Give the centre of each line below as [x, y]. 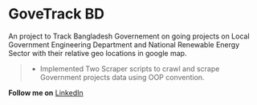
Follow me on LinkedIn [46, 92]
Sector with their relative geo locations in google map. [98, 53]
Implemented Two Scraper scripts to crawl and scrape [130, 68]
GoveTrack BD [56, 14]
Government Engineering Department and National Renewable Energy [124, 44]
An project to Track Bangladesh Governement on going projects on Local [129, 36]
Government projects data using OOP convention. [122, 77]
